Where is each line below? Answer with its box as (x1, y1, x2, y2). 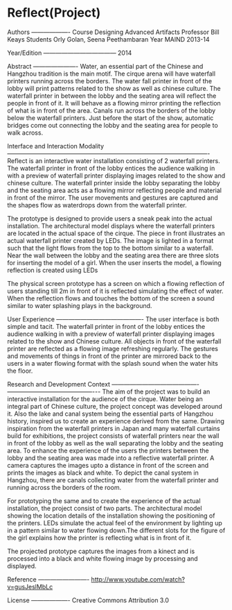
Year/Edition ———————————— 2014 (7, 49, 132, 57)
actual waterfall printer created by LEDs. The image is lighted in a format (7, 236, 214, 244)
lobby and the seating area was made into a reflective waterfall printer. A (7, 453, 215, 462)
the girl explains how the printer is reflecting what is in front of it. (7, 533, 192, 542)
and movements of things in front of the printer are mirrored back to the (7, 352, 212, 360)
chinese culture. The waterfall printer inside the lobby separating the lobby (7, 178, 220, 187)
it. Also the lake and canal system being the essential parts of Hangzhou (7, 409, 213, 418)
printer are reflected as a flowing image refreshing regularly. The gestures (7, 344, 218, 353)
